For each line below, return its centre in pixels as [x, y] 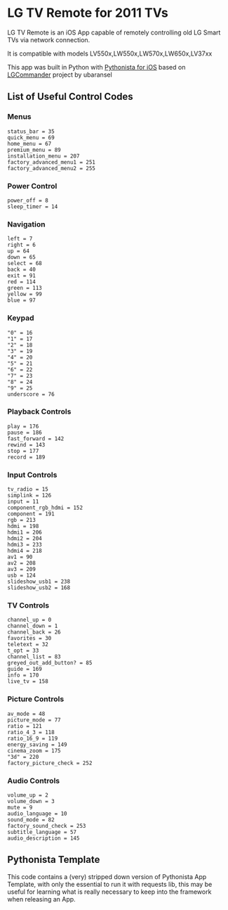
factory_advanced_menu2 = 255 [52, 168]
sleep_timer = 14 [33, 206]
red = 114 [22, 282]
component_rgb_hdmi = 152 [45, 508]
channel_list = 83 [34, 657]
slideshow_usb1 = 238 [39, 582]
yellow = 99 [25, 294]
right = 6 [22, 245]
